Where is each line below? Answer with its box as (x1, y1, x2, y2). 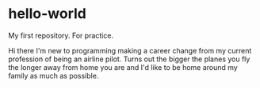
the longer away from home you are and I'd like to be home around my (8, 62, 238, 71)
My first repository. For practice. (8, 31, 113, 40)
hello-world (8, 5, 87, 23)
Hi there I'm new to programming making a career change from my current (8, 46, 252, 55)
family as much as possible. (8, 71, 99, 80)
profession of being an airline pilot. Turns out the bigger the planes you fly (8, 54, 250, 64)
